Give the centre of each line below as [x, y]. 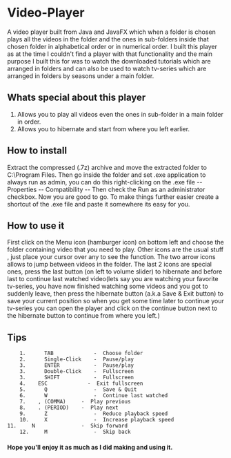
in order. [29, 122]
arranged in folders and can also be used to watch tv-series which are [107, 68]
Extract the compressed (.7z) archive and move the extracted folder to [107, 167]
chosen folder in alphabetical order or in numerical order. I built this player [112, 46]
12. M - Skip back [75, 432]
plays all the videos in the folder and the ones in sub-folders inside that [108, 39]
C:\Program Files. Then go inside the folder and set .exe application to [107, 175]
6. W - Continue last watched [94, 396]
